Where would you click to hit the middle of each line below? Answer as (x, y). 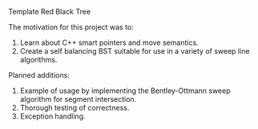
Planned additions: (39, 75)
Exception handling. (52, 116)
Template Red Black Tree (49, 12)
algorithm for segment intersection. (78, 99)
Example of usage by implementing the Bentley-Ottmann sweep (125, 91)
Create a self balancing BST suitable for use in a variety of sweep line (135, 51)
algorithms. (38, 60)
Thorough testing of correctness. (75, 108)
